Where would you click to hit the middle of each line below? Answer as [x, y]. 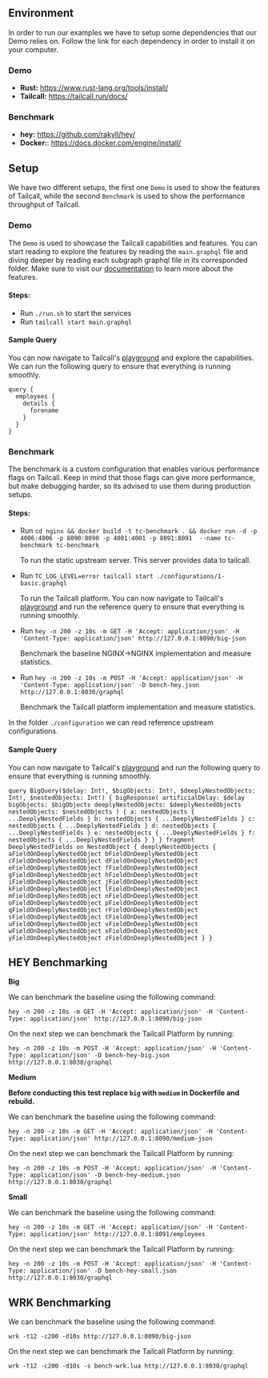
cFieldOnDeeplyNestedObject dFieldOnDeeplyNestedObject [103, 861]
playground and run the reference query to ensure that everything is [132, 607]
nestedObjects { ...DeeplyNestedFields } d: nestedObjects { [112, 826]
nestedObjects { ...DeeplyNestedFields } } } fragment [102, 840]
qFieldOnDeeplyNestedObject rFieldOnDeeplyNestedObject [103, 910]
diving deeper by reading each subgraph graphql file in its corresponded [128, 260]
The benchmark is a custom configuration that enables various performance [134, 469]
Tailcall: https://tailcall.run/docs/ [74, 96]
